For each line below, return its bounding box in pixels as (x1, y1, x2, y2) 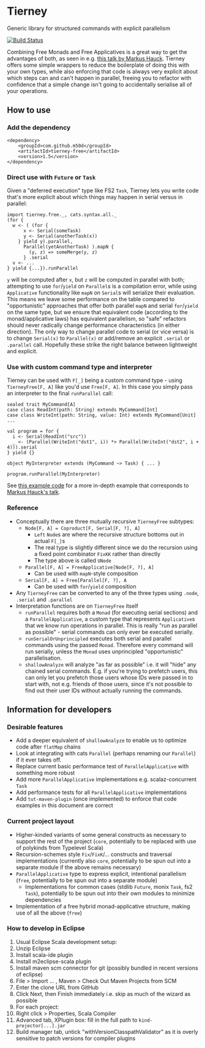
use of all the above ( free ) (15, 909, 82, 916)
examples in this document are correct (15, 802, 114, 809)
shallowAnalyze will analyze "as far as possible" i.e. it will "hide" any (24, 661, 196, 668)
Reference (7, 504, 39, 512)
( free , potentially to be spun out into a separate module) (15, 877, 158, 884)
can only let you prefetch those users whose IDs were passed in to (24, 673, 193, 681)
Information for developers (7, 704, 112, 714)
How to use (7, 105, 51, 116)
